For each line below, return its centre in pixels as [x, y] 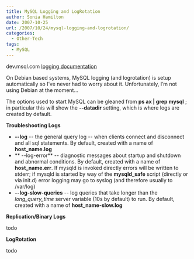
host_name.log [33, 149]
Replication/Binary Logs [36, 216]
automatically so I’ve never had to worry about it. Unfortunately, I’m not [91, 84]
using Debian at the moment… [42, 90]
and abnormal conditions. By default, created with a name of [87, 161]
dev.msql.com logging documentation [52, 66]
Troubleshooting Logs [33, 125]
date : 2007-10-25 [27, 22]
